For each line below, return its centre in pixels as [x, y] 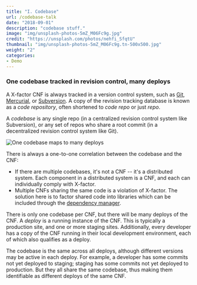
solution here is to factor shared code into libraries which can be [93, 196]
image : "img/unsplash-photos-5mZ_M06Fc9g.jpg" [64, 34]
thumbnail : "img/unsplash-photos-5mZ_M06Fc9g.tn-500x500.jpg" [84, 45]
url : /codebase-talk [31, 17]
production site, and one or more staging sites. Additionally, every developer [98, 227]
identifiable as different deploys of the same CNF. [66, 276]
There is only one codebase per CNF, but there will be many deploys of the [97, 214]
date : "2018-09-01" [30, 22]
